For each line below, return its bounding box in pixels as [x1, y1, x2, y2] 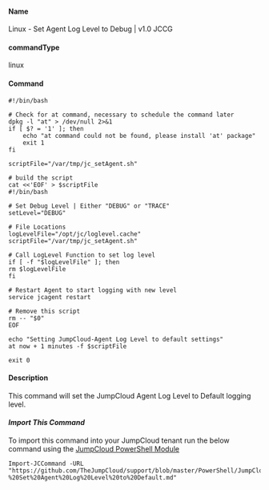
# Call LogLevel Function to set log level [8, 251, 156, 259]
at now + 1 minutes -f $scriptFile [8, 342, 127, 350]
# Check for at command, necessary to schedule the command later [8, 111, 235, 119]
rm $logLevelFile [8, 265, 66, 273]
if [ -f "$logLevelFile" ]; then [8, 257, 120, 266]
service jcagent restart [8, 293, 91, 301]
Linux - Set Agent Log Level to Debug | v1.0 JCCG [8, 24, 174, 34]
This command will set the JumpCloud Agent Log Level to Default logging [8, 391, 251, 400]
